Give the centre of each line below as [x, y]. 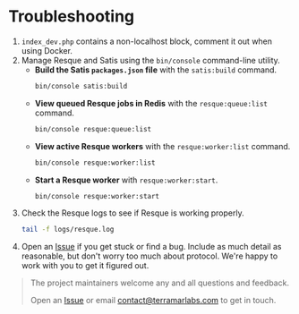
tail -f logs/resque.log [68, 230]
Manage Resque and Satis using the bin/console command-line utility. [151, 60]
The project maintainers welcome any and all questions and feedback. [160, 283]
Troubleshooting [72, 17]
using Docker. [47, 50]
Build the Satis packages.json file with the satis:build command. [156, 70]
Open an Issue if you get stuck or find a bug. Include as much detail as [151, 247]
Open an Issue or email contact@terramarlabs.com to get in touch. [153, 301]
